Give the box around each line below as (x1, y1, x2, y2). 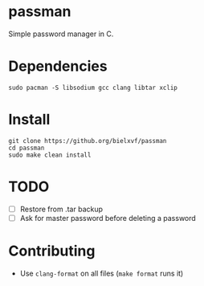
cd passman (8, 144, 45, 152)
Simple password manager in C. (8, 29, 114, 39)
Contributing (8, 242, 96, 260)
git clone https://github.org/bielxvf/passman (8, 137, 167, 145)
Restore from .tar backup (19, 204, 103, 214)
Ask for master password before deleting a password (19, 213, 197, 223)
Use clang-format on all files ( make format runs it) (19, 268, 184, 278)
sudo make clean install (8, 151, 92, 159)
